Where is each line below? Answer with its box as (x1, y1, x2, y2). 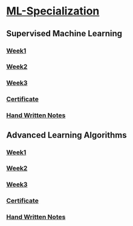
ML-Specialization (6, 4, 100, 18)
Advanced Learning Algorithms (6, 130, 127, 140)
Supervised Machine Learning (6, 28, 123, 39)
